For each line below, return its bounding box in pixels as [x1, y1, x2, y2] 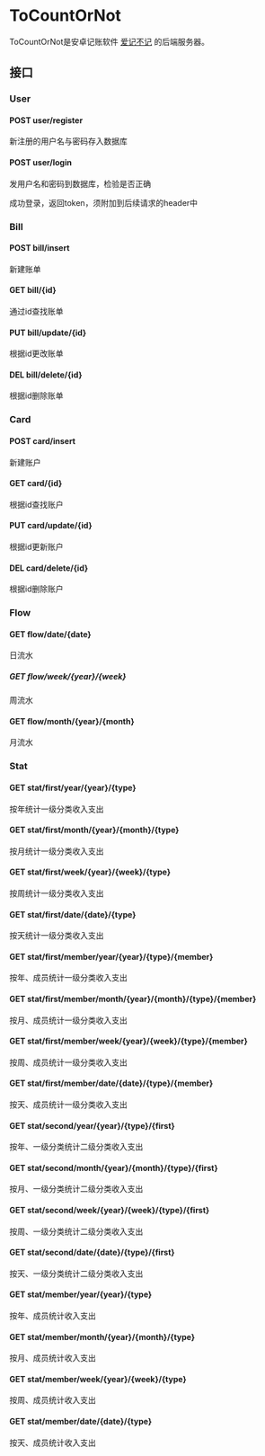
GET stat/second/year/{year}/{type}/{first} [9, 1120, 175, 1131]
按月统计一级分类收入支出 [9, 846, 104, 857]
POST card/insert [9, 435, 76, 446]
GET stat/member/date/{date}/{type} [9, 1416, 153, 1426]
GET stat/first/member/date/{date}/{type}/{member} [9, 1078, 214, 1088]
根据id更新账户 [9, 541, 64, 552]
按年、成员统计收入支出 [9, 1310, 96, 1321]
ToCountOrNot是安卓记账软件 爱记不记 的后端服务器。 [9, 36, 209, 47]
